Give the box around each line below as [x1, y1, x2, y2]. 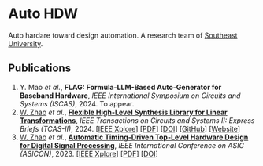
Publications [8, 62, 72, 75]
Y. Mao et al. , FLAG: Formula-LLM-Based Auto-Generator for [19, 82, 222, 92]
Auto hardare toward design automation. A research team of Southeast [8, 31, 238, 40]
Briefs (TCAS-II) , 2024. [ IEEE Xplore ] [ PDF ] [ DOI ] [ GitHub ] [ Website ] [19, 124, 241, 133]
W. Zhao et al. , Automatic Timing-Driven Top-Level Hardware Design [19, 132, 249, 142]
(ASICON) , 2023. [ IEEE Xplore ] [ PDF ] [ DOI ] [19, 149, 159, 158]
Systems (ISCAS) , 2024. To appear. [19, 99, 135, 108]
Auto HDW [8, 5, 79, 23]
